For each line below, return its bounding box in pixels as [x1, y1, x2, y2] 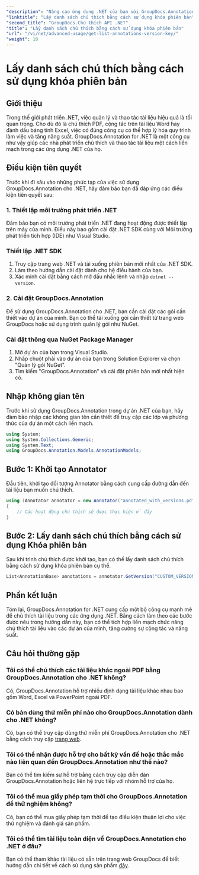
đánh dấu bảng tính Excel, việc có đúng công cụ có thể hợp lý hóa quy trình [6, 127, 191, 134]
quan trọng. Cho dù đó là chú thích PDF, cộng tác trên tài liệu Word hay [6, 120, 180, 127]
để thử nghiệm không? [6, 800, 72, 808]
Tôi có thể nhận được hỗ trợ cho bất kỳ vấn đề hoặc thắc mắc [6, 750, 184, 758]
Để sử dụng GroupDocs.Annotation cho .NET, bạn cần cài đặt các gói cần [6, 307, 186, 315]
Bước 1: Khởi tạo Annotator [6, 464, 107, 474]
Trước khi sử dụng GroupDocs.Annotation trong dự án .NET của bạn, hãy [6, 407, 184, 414]
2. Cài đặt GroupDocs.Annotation [6, 294, 104, 303]
